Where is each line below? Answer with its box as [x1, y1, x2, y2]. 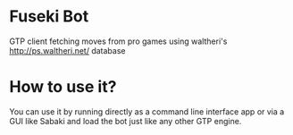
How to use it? [9, 77, 117, 97]
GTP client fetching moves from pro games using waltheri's [9, 36, 228, 46]
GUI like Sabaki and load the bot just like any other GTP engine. [9, 115, 242, 126]
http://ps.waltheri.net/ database [9, 45, 126, 55]
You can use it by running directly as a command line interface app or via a [9, 105, 285, 117]
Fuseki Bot [9, 6, 89, 27]
